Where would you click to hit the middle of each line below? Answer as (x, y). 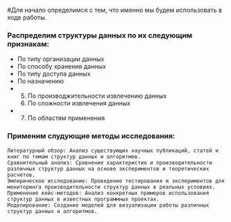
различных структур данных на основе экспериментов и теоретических (108, 169)
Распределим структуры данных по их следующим (100, 35)
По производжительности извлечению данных (97, 96)
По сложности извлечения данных (79, 103)
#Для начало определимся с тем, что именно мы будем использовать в (115, 10)
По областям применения (66, 118)
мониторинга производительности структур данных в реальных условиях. (111, 187)
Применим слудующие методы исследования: (91, 136)
